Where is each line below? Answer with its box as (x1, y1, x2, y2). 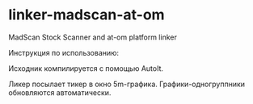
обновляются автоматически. (8, 87, 112, 98)
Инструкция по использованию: (8, 48, 120, 57)
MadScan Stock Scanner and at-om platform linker (8, 32, 178, 42)
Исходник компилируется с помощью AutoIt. (8, 63, 164, 73)
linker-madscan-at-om (8, 6, 165, 24)
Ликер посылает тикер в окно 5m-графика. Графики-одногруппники (8, 79, 245, 89)
